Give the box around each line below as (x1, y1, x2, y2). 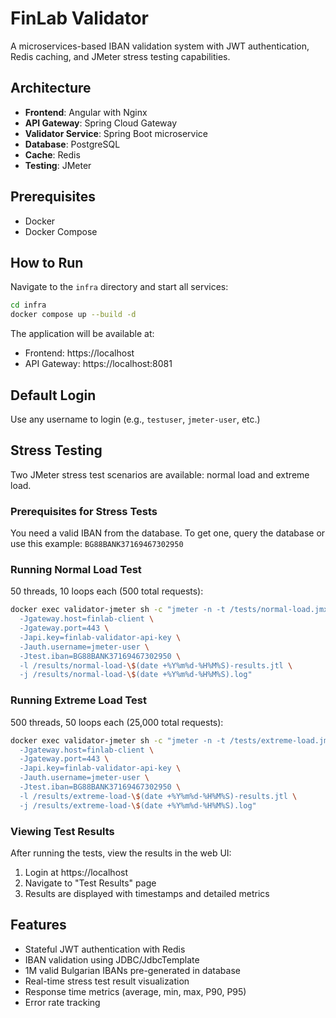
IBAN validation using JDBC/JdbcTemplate (24, 953, 200, 966)
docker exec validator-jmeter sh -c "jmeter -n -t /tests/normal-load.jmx (10, 605, 329, 615)
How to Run (10, 254, 84, 271)
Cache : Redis (24, 148, 81, 161)
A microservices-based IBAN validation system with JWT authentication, (10, 40, 310, 52)
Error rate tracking (24, 996, 101, 1008)
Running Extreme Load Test (10, 693, 147, 707)
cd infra (10, 300, 47, 311)
